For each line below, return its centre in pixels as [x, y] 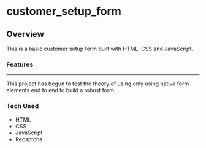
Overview [25, 34]
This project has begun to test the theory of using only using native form [98, 84]
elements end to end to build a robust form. [61, 90]
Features [20, 64]
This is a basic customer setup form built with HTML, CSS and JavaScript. [100, 49]
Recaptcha [29, 139]
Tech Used [23, 106]
